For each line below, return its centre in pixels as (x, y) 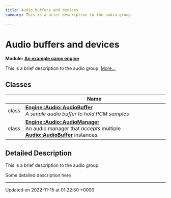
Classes (18, 84)
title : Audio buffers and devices (42, 10)
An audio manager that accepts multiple (73, 129)
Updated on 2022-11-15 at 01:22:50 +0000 (50, 190)
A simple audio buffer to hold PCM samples (77, 114)
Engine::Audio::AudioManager (62, 122)
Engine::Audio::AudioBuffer (59, 108)
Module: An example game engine (42, 59)
